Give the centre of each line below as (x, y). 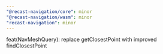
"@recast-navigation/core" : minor (49, 12)
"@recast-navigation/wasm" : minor (49, 17)
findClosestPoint (27, 46)
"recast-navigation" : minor (41, 23)
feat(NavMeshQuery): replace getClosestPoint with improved (81, 40)
